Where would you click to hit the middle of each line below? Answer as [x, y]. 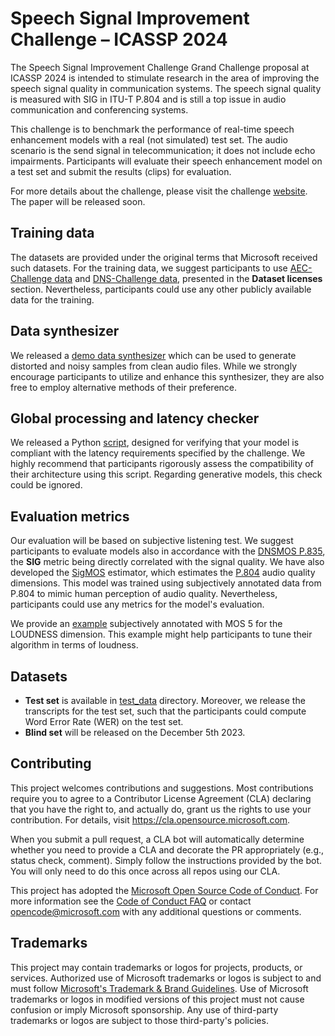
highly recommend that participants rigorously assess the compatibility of [162, 464]
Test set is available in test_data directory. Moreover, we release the [165, 700]
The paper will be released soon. [78, 201]
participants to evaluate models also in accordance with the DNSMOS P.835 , [168, 551]
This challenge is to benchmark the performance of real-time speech [152, 129]
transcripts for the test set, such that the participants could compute [165, 711]
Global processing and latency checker [135, 418]
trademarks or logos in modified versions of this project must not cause [157, 999]
